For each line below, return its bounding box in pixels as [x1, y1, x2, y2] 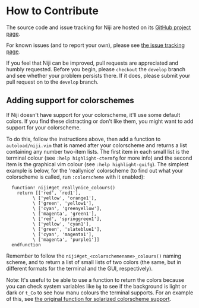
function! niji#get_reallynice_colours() [11, 185, 116, 190]
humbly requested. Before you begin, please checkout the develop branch [6, 65, 186, 72]
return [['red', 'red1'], [17, 190, 81, 196]
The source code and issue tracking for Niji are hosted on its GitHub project [6, 24, 191, 31]
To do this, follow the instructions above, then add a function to [6, 135, 161, 142]
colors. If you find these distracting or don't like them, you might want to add [6, 118, 194, 125]
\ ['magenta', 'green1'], [32, 211, 97, 217]
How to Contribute [6, 4, 99, 18]
